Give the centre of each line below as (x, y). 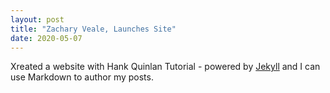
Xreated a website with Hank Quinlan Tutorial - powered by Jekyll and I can (165, 67)
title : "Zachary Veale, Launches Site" (93, 29)
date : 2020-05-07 (46, 38)
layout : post (37, 19)
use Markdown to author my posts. (82, 77)
